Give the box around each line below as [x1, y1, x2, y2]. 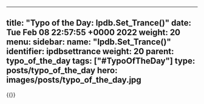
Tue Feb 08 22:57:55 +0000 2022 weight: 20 [6, 27, 181, 38]
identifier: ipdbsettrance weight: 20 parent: [6, 46, 174, 57]
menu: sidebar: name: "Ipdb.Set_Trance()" [6, 37, 171, 47]
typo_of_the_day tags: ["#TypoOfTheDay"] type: [6, 56, 195, 66]
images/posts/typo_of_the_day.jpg [6, 75, 141, 85]
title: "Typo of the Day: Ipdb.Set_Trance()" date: [6, 18, 191, 28]
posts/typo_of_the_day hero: [6, 65, 118, 76]
